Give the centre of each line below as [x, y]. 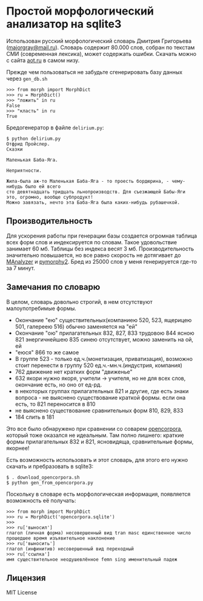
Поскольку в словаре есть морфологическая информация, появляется [98, 494]
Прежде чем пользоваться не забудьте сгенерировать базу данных [95, 72]
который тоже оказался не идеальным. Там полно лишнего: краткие [95, 435]
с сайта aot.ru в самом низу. [43, 60]
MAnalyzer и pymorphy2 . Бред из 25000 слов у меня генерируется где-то [101, 261]
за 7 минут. [21, 268]
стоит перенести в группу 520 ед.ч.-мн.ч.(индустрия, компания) [99, 365]
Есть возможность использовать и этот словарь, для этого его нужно [97, 459]
